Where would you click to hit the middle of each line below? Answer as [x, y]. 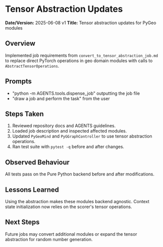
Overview [20, 44]
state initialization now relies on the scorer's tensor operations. [69, 207]
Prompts [18, 82]
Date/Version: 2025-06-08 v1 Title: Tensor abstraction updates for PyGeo [81, 23]
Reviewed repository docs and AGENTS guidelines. [64, 126]
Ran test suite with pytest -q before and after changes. [68, 147]
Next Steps [22, 222]
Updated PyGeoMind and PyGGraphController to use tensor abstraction [82, 136]
